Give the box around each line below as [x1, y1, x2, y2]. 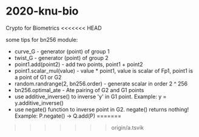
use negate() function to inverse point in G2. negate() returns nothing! [14, 105, 189, 113]
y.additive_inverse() [14, 99, 64, 107]
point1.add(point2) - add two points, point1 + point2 [14, 61, 143, 68]
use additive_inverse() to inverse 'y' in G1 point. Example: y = [14, 93, 167, 100]
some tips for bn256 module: [5, 36, 78, 43]
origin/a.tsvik [111, 124, 144, 131]
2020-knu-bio [5, 4, 79, 18]
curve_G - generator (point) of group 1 [14, 47, 110, 55]
